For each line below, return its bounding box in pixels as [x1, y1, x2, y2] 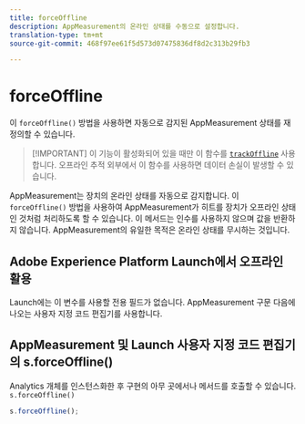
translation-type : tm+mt [9, 30, 104, 39]
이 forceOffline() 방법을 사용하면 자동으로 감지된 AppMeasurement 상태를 [9, 118, 282, 129]
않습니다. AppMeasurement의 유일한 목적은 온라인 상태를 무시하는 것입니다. [18, 224, 290, 235]
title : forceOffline [9, 13, 88, 23]
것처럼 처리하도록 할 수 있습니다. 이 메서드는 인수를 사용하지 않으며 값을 [18, 213, 271, 224]
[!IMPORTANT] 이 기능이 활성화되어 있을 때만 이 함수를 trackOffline [31, 148, 280, 160]
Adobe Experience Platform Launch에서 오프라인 [9, 253, 284, 269]
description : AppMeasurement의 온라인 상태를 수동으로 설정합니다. [9, 22, 240, 31]
